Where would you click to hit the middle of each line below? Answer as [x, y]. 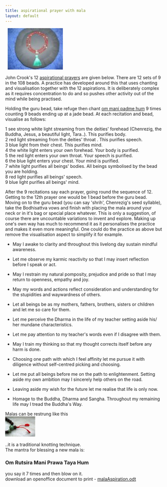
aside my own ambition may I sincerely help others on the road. [78, 379]
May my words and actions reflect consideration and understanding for [85, 289]
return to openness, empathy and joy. [51, 279]
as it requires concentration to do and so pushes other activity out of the [80, 93]
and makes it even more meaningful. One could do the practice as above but [84, 229]
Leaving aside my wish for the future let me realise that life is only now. [85, 389]
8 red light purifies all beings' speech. [44, 177]
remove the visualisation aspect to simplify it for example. [64, 234]
